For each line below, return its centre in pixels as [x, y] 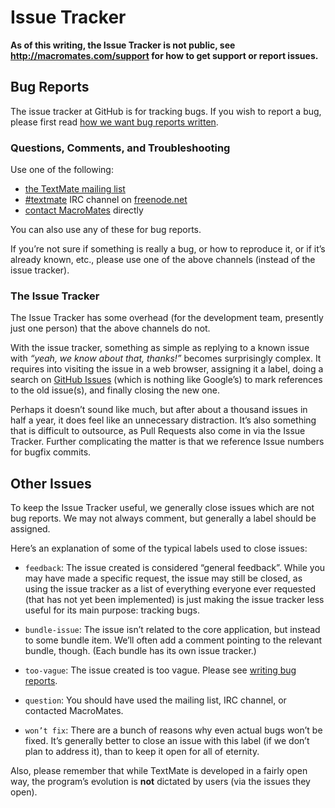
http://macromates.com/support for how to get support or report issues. [164, 55]
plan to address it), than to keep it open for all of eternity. [142, 752]
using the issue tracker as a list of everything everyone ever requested [170, 589]
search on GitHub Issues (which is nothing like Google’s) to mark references [166, 380]
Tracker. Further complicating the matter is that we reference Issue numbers [167, 442]
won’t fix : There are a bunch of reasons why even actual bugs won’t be [173, 730]
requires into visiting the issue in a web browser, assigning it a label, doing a [167, 369]
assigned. [30, 529]
